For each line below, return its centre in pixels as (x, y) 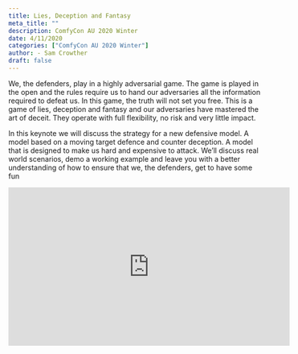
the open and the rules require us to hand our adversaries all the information (135, 92)
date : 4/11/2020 (35, 38)
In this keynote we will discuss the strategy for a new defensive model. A (129, 133)
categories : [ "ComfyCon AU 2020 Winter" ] (79, 46)
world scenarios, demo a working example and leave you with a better (125, 158)
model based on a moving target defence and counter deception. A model (131, 142)
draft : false (30, 61)
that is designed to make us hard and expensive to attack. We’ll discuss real (133, 150)
